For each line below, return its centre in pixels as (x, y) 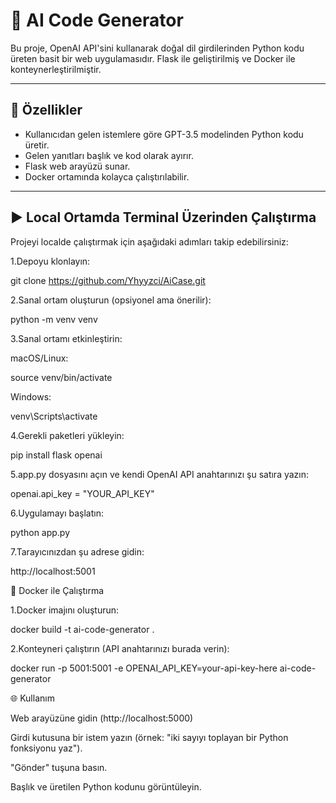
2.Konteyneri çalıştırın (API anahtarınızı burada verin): (120, 648)
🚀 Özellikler (46, 110)
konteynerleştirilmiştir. (56, 69)
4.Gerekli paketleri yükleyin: (67, 435)
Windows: (31, 396)
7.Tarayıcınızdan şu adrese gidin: (77, 551)
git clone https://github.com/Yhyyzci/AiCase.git (108, 280)
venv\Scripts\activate (54, 416)
